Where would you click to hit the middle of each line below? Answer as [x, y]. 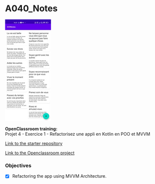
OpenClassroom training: [31, 129]
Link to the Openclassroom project [40, 153]
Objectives [18, 165]
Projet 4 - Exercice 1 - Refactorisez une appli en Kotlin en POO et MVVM [78, 134]
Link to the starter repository [34, 143]
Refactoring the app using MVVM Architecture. [59, 176]
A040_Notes [31, 9]
